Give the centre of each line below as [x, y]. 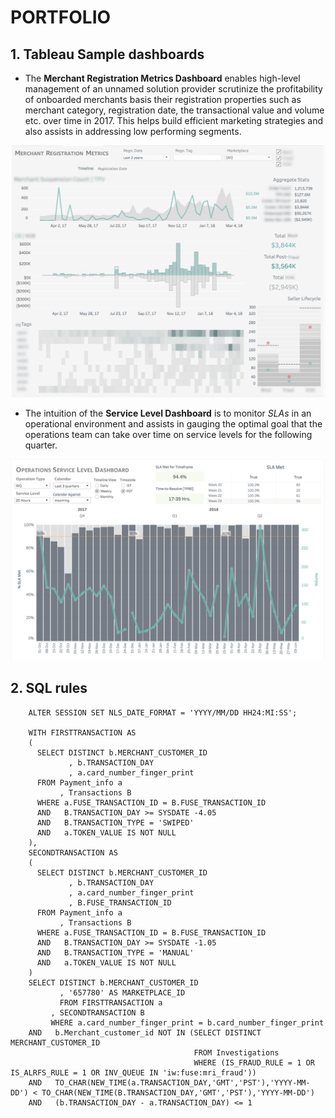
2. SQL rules [49, 688]
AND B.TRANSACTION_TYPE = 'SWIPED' [115, 822]
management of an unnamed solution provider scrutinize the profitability [173, 89]
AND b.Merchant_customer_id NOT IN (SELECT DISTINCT [145, 1032]
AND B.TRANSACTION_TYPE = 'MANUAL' [115, 952]
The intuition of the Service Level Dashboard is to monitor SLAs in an [168, 413]
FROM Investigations [236, 1052]
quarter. [41, 445]
